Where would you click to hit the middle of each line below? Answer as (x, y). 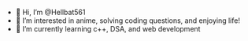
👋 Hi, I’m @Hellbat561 (50, 12)
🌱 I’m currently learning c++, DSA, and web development (108, 29)
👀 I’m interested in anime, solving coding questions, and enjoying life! (128, 20)
